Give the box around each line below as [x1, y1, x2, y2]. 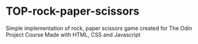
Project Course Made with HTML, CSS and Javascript [5, 31, 141, 38]
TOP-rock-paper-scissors [5, 4, 140, 18]
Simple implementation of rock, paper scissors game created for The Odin [5, 24, 193, 32]
